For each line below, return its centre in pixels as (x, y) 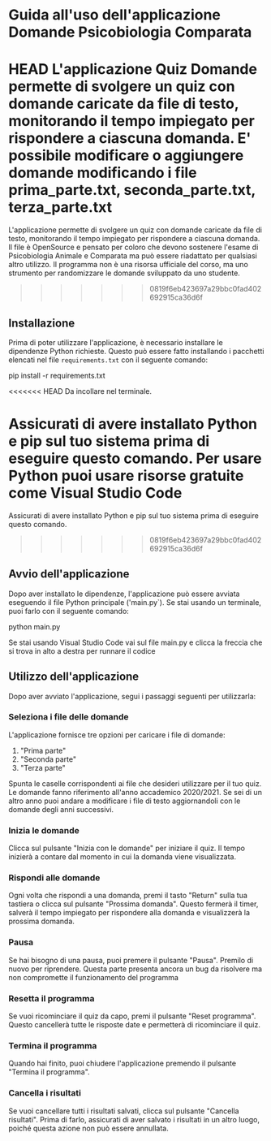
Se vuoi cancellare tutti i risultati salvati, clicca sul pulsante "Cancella (124, 1111)
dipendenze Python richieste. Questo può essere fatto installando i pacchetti (136, 351)
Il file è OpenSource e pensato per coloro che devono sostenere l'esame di (133, 247)
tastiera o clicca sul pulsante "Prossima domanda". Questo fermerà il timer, (133, 904)
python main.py (34, 626)
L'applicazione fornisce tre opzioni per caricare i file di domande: (117, 735)
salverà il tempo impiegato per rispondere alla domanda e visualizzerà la (129, 913)
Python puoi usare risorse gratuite (126, 476)
